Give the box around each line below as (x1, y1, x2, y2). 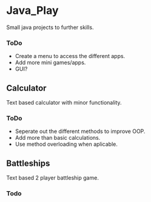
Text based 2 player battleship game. (6, 174, 99, 181)
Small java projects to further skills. (6, 24, 94, 31)
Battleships (6, 158, 50, 168)
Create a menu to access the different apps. (15, 53, 126, 60)
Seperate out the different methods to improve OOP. (15, 128, 146, 135)
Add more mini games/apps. (15, 59, 86, 67)
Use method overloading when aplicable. (15, 140, 118, 148)
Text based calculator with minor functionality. (6, 99, 122, 106)
